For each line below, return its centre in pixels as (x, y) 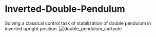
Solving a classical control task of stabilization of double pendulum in (78, 23)
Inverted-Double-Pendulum (65, 9)
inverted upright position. (32, 28)
